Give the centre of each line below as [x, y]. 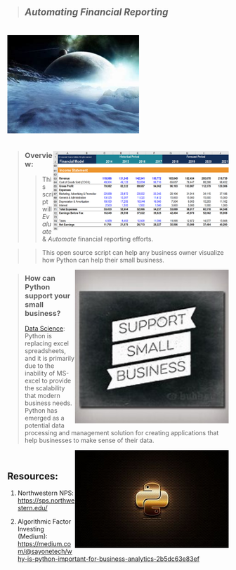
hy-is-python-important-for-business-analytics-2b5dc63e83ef [109, 559]
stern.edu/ [32, 508]
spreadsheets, [45, 351]
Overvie [38, 155]
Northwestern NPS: [45, 493]
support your [47, 296]
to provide [57, 381]
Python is [38, 336]
